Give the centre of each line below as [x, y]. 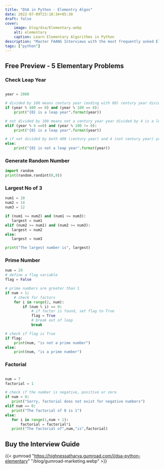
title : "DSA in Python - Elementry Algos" [49, 10]
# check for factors [35, 297]
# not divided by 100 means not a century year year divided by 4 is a [79, 121]
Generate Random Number [37, 161]
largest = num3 [27, 239]
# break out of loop [52, 321]
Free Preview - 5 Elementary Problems [64, 66]
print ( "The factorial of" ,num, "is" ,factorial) [60, 429]
